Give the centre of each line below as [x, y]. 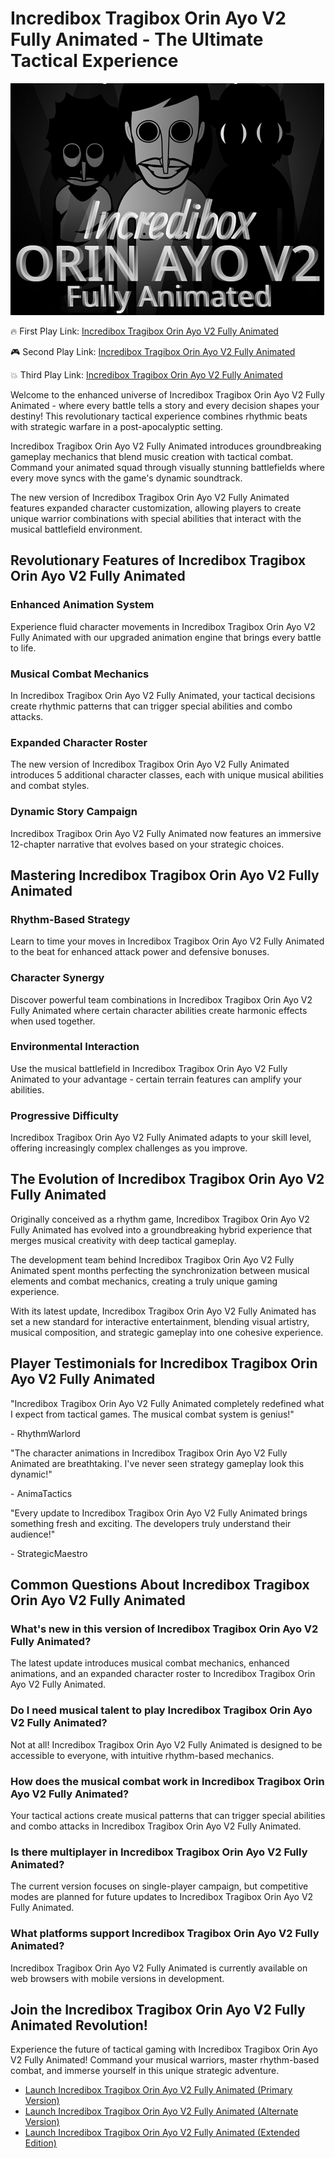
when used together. [53, 1021]
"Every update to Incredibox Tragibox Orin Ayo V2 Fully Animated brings [159, 1513]
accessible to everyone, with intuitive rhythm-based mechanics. [142, 1755]
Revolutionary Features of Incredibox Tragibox [158, 560]
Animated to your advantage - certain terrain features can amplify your [156, 1079]
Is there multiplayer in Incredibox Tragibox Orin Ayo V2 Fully [159, 1852]
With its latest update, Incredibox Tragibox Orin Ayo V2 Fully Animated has [163, 1311]
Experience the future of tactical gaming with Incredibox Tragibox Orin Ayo [164, 2049]
